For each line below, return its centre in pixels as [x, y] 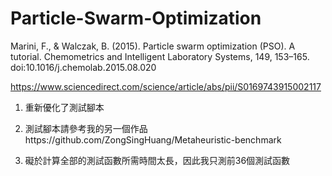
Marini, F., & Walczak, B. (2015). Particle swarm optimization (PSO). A [153, 46]
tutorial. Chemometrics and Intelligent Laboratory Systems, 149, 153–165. [160, 56]
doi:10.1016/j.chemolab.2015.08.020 [83, 67]
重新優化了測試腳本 [64, 107]
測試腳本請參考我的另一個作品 [86, 128]
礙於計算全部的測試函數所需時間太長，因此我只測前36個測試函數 [157, 160]
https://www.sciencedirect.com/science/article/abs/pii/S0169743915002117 [166, 86]
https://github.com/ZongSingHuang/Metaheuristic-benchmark [153, 139]
